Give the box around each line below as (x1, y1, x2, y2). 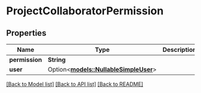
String (47, 55, 66, 64)
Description (162, 46, 197, 54)
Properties (6, 28, 47, 38)
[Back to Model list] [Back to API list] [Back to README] (6, 80, 144, 88)
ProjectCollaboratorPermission (6, 4, 164, 18)
